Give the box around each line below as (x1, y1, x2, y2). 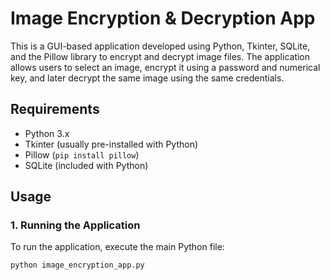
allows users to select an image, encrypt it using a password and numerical (10, 61, 321, 73)
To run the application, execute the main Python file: (10, 241, 225, 253)
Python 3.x (24, 127, 70, 139)
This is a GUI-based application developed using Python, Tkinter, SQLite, (10, 40, 311, 52)
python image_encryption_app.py (10, 260, 145, 271)
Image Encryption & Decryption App (10, 7, 316, 30)
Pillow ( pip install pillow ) (24, 148, 140, 161)
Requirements (10, 101, 100, 118)
